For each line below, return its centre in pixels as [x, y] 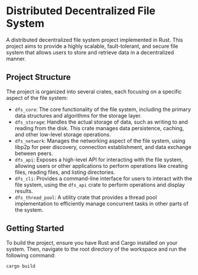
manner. [16, 59]
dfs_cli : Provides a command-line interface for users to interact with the [103, 178]
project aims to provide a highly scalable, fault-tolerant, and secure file [92, 46]
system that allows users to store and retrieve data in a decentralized [90, 52]
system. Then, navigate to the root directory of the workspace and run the [96, 249]
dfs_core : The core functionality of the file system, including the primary [103, 109]
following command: [31, 255]
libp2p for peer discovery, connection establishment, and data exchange [103, 147]
